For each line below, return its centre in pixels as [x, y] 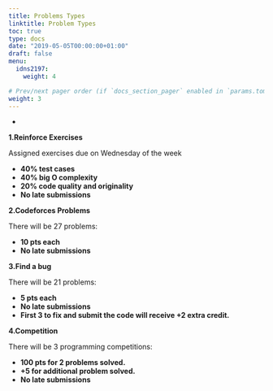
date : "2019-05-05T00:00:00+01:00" [69, 46]
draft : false [30, 54]
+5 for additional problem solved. [78, 371]
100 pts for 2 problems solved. [73, 363]
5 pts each [38, 298]
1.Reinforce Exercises [45, 137]
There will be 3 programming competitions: [80, 347]
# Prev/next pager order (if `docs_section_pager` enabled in [116, 91]
